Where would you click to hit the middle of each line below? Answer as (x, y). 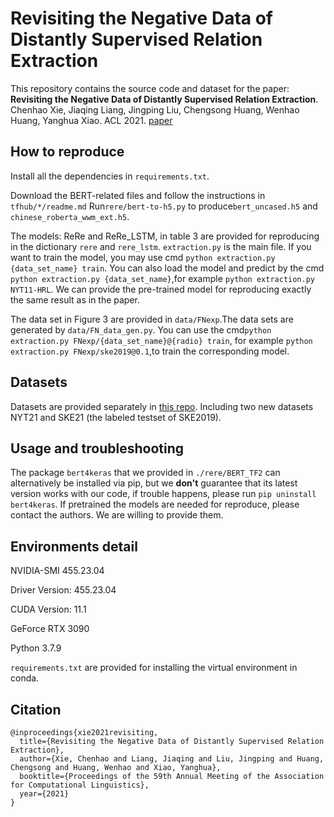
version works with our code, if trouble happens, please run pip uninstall (163, 494)
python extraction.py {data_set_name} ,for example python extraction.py (162, 278)
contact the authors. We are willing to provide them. (117, 515)
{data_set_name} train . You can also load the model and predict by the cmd (167, 268)
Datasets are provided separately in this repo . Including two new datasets (162, 406)
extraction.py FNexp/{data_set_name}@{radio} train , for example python (161, 340)
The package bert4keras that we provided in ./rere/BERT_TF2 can (145, 473)
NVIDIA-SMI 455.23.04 (57, 571)
